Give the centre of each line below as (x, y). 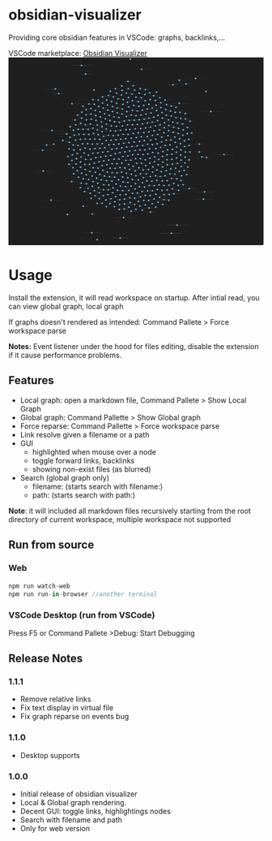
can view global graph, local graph (66, 307)
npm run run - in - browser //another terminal (83, 594)
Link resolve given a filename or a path (85, 434)
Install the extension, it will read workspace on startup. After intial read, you (134, 298)
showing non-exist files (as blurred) (91, 469)
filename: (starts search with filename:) (98, 486)
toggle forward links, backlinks (83, 460)
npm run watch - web (39, 586)
